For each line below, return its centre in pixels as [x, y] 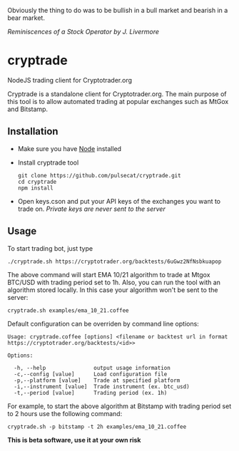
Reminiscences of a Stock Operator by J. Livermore [83, 32]
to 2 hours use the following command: [65, 413]
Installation [33, 131]
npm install [35, 188]
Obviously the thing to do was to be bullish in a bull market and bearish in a [118, 10]
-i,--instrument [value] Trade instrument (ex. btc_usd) [102, 387]
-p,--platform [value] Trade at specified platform [97, 380]
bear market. [26, 18]
